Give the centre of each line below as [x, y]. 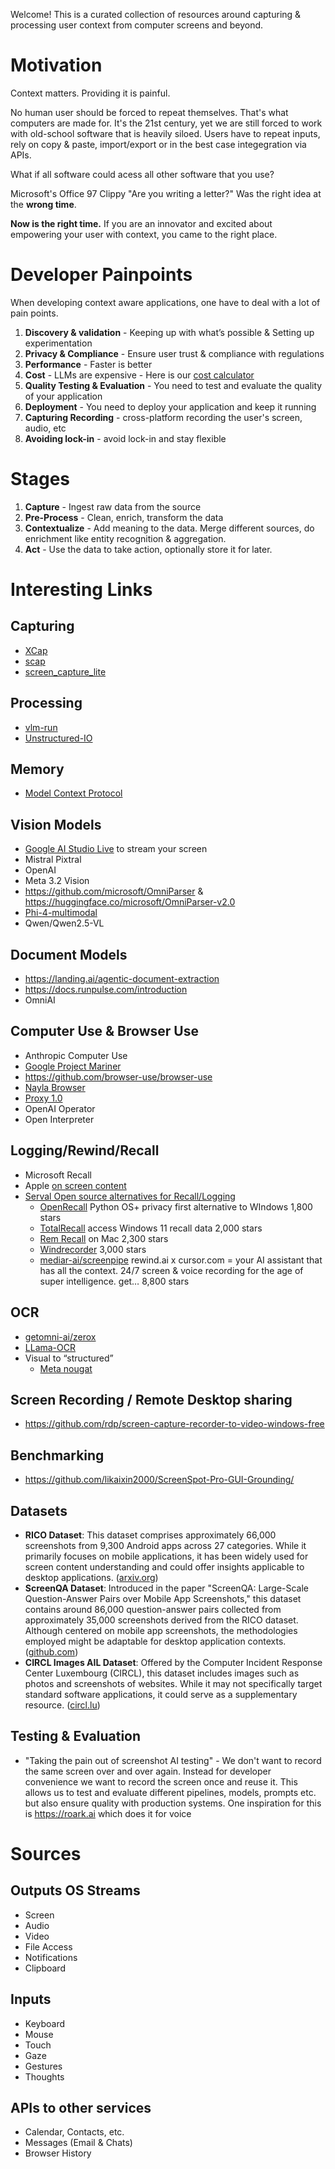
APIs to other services [81, 2107]
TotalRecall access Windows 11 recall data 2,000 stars [151, 1228]
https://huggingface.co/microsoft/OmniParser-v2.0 [130, 902]
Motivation [56, 65]
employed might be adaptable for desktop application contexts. [155, 1641]
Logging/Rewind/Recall [85, 1150]
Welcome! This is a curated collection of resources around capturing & [156, 14]
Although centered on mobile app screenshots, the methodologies [161, 1630]
